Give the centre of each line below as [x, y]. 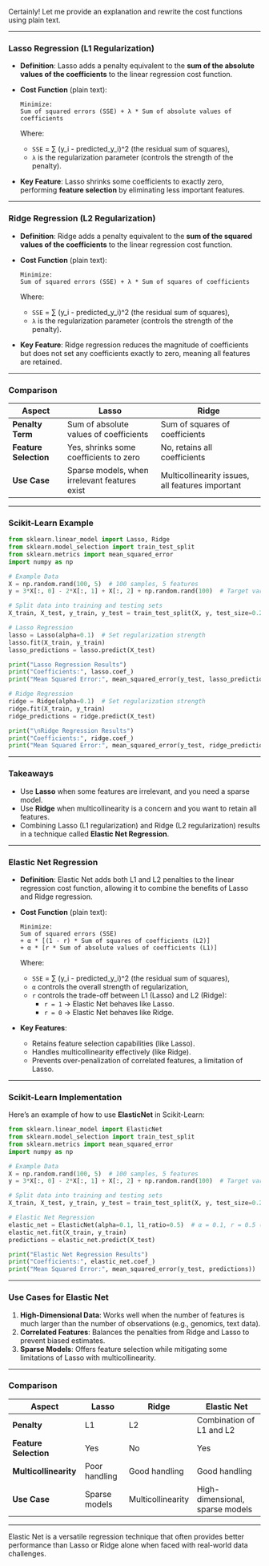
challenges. [27, 1553]
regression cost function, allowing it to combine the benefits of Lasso [134, 888]
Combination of [226, 1420]
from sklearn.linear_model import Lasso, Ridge [89, 540]
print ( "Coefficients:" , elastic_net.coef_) [82, 1262]
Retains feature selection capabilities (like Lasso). [113, 1043]
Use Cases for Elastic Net [59, 1297]
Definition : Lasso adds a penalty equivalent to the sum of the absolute [137, 66]
